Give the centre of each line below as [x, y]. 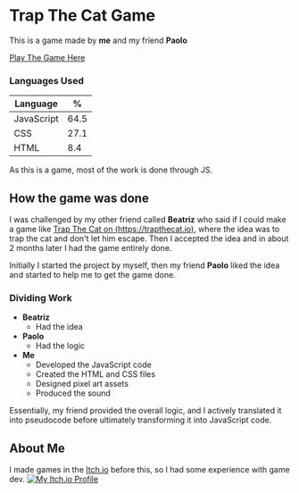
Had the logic [60, 346]
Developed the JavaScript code [93, 365]
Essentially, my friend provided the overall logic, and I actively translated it [145, 411]
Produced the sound [73, 393]
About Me [37, 448]
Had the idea [59, 327]
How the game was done [79, 198]
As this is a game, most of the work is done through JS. [111, 170]
